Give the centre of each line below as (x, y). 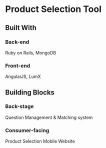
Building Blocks (30, 92)
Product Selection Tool (53, 9)
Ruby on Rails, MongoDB (31, 52)
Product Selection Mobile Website (40, 141)
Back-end (17, 42)
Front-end (18, 65)
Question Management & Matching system (49, 117)
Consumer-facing (27, 130)
